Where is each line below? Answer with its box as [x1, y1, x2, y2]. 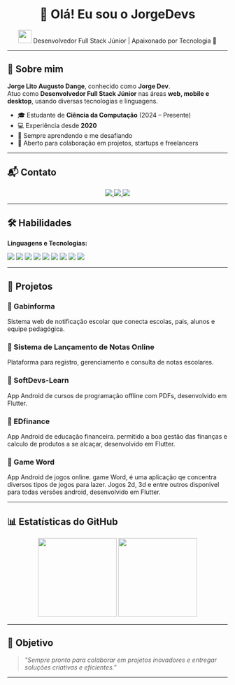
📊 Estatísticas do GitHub [7, 516, 118, 528]
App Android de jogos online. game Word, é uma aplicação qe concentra [7, 473, 217, 481]
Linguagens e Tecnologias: [7, 239, 87, 248]
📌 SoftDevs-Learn [7, 376, 69, 386]
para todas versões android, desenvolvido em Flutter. [7, 488, 161, 496]
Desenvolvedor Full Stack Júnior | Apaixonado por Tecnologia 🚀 [33, 36, 217, 45]
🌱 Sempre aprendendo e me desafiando [17, 131, 133, 139]
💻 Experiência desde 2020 [17, 121, 97, 129]
